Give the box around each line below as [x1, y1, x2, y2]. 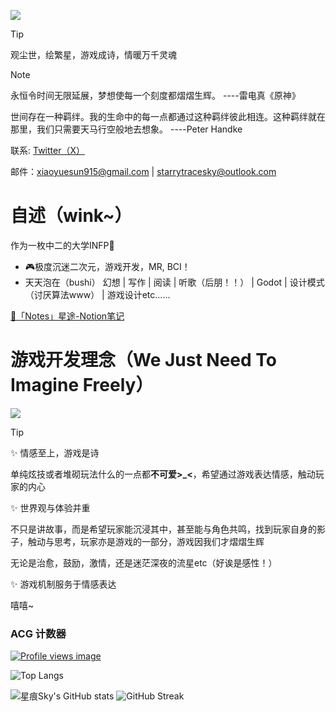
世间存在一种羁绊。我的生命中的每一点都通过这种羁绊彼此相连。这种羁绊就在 [10, 111, 326, 122]
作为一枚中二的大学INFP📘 [10, 239, 115, 251]
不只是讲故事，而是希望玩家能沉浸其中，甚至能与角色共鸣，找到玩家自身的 [10, 523, 317, 535]
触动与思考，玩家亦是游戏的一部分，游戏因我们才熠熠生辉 [27, 535, 265, 547]
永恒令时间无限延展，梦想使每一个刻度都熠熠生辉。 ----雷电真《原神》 [10, 90, 301, 101]
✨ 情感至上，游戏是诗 [10, 446, 100, 459]
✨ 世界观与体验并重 [10, 501, 91, 514]
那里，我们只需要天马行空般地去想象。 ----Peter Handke [10, 123, 243, 135]
